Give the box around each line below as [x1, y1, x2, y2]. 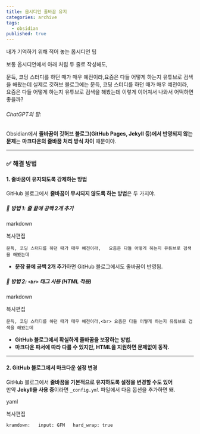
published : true [6, 31, 46, 37]
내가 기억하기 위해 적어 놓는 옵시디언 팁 [6, 48, 97, 56]
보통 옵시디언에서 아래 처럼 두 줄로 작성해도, [6, 61, 108, 68]
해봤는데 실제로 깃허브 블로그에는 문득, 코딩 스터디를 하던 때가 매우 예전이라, [12, 81, 189, 88]
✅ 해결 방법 [6, 159, 37, 168]
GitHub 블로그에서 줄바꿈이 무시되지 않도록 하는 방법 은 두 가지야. [6, 190, 156, 197]
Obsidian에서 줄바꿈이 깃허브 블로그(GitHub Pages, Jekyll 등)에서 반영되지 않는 [6, 130, 193, 137]
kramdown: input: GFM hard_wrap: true [6, 422, 113, 428]
